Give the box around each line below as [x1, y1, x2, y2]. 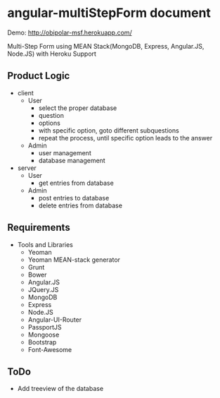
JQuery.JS [27, 285, 59, 294]
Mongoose [27, 330, 60, 339]
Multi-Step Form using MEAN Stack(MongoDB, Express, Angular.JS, [7, 42, 205, 50]
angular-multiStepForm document [7, 5, 211, 21]
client [17, 88, 34, 97]
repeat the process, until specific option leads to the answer [38, 133, 213, 142]
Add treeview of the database [17, 385, 104, 393]
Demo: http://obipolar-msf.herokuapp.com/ [7, 28, 132, 37]
